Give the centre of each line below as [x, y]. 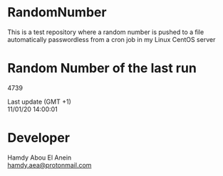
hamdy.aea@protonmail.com [50, 165]
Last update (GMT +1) [39, 101]
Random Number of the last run [102, 68]
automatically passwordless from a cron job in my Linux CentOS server [111, 39]
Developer [38, 138]
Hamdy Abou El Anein [40, 158]
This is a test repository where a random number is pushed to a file [106, 32]
